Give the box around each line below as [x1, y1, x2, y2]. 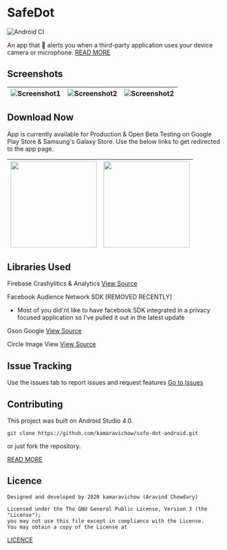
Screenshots [7, 68, 63, 80]
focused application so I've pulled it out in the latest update [17, 313, 185, 321]
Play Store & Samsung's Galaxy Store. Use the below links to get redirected [7, 137, 221, 145]
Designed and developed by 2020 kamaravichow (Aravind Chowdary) [7, 494, 198, 500]
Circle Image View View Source [7, 340, 96, 348]
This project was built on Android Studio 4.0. [7, 416, 133, 425]
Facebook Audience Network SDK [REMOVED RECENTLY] [7, 293, 173, 301]
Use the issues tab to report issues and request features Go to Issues [7, 379, 204, 387]
